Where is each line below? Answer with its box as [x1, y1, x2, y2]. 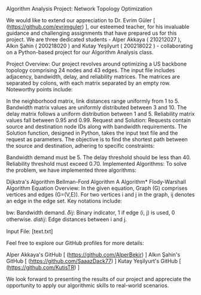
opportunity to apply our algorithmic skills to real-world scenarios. [6, 282, 169, 289]
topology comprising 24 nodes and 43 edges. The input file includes [6, 67, 175, 74]
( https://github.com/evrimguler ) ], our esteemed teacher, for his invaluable [6, 23, 190, 30]
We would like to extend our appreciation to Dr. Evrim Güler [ [6, 17, 156, 23]
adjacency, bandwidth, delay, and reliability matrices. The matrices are [6, 73, 181, 80]
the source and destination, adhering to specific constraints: [6, 142, 155, 149]
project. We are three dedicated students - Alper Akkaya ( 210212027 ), [6, 36, 182, 43]
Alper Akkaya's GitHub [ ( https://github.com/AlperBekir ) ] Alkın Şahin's [6, 251, 181, 258]
